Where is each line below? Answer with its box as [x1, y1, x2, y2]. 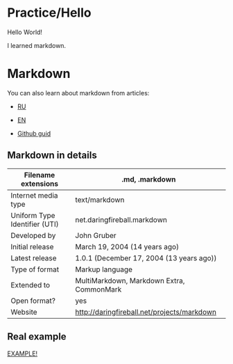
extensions [20, 179, 59, 189]
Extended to [10, 280, 51, 290]
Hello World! [7, 28, 43, 36]
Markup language [75, 264, 133, 274]
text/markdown [75, 195, 125, 205]
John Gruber [75, 230, 116, 240]
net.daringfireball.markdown [75, 214, 168, 224]
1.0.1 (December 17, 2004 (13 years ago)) [75, 253, 217, 262]
